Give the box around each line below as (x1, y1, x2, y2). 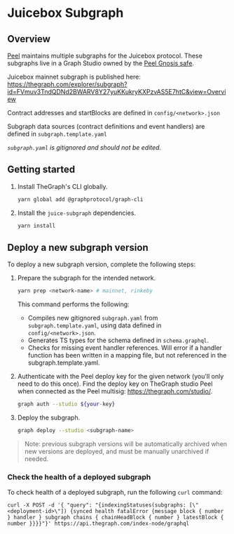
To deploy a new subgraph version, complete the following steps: (7, 260, 196, 268)
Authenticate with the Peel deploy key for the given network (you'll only (17, 372, 224, 381)
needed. (24, 455, 49, 463)
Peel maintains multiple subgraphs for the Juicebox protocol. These (7, 51, 203, 60)
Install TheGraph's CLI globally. (17, 182, 108, 190)
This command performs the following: (17, 300, 130, 308)
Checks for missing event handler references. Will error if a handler (27, 344, 222, 352)
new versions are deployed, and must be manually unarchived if (24, 448, 209, 455)
